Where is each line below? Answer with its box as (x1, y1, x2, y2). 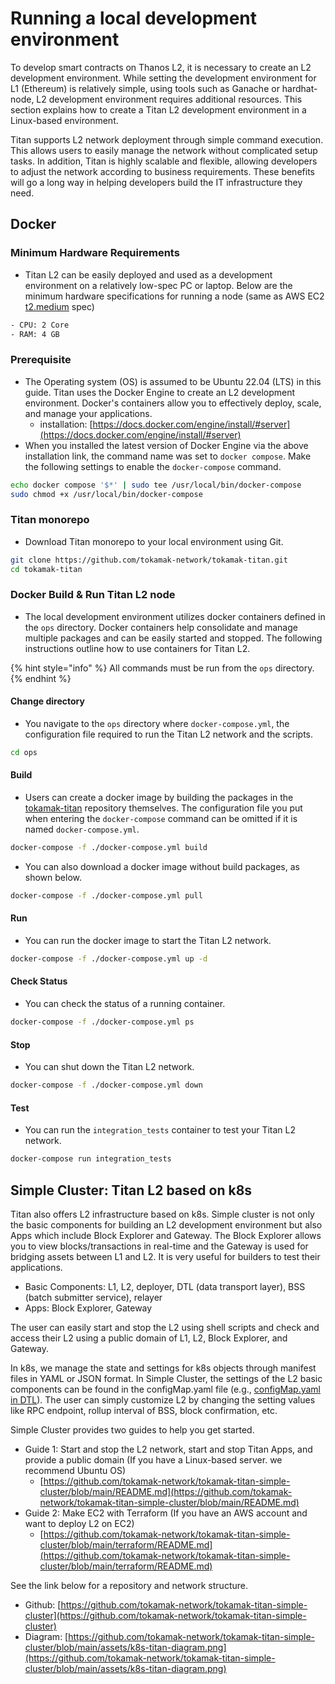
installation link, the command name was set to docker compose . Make (24, 450, 312, 462)
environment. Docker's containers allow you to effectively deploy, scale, (24, 397, 322, 409)
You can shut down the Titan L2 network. (24, 1061, 195, 1073)
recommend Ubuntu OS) (24, 1464, 126, 1476)
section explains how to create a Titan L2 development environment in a (10, 103, 307, 116)
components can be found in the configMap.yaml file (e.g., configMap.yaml (10, 1383, 322, 1395)
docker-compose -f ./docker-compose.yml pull (10, 890, 203, 901)
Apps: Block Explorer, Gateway (24, 1302, 153, 1314)
